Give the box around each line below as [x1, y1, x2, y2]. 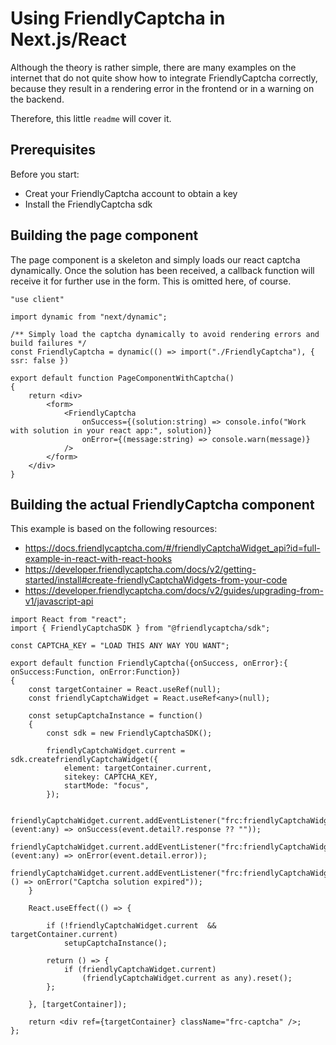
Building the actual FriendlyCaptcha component [10, 496, 315, 513]
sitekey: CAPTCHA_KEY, [63, 772, 159, 782]
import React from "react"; [10, 615, 128, 625]
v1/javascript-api [24, 595, 94, 607]
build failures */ [10, 338, 87, 348]
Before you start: [10, 168, 80, 180]
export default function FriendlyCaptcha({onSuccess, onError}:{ [10, 658, 288, 669]
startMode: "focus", [63, 781, 150, 791]
